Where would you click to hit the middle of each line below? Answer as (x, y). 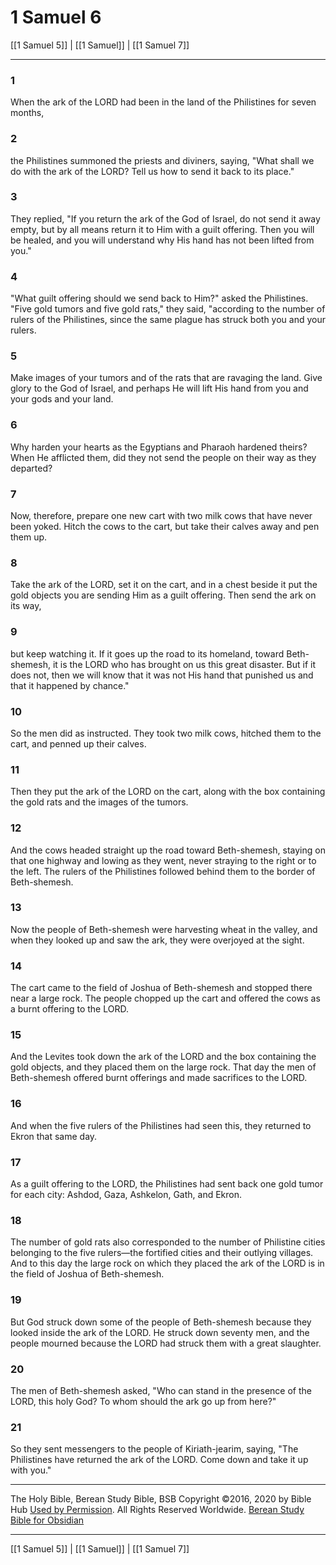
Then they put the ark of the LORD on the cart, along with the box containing (168, 792)
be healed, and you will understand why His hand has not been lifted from (162, 240)
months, (27, 113)
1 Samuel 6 (56, 17)
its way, (26, 606)
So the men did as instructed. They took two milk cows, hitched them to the (166, 733)
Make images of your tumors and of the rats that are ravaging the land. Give (166, 378)
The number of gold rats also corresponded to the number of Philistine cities (168, 1242)
